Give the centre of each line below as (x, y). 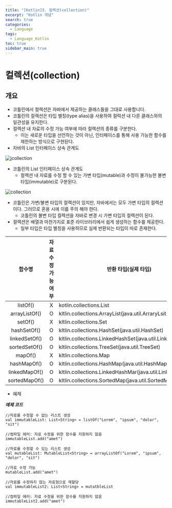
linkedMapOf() (26, 372)
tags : (11, 34)
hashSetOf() (26, 330)
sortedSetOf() (26, 347)
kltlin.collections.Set (83, 322)
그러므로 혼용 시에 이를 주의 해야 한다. (61, 209)
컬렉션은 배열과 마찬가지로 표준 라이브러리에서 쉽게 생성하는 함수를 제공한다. (89, 222)
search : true (19, 20)
